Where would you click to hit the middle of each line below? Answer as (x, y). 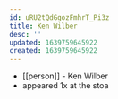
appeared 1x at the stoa (65, 86)
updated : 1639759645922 (54, 42)
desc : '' (25, 34)
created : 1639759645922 (54, 51)
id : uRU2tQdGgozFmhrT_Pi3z (59, 17)
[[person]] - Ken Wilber (65, 76)
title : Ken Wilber (43, 26)
